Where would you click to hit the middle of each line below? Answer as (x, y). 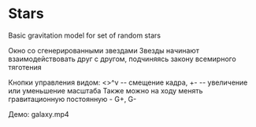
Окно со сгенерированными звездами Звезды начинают (104, 50)
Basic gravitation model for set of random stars (85, 35)
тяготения (25, 67)
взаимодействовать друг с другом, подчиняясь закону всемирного (122, 59)
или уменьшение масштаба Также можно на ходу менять (106, 90)
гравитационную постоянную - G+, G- (72, 99)
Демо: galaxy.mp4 (39, 114)
